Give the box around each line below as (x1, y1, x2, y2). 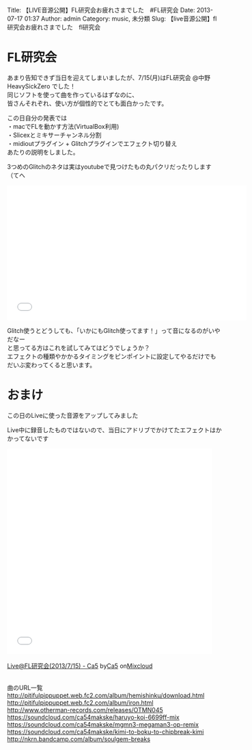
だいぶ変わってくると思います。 (7, 360, 96, 368)
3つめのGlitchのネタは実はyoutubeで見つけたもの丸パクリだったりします (7, 162, 212, 171)
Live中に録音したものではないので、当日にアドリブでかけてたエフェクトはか (7, 425, 222, 434)
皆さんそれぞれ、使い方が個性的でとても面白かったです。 (7, 99, 168, 108)
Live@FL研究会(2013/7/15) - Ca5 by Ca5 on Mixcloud (7, 662, 153, 670)
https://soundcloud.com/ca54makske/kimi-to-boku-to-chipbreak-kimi (7, 727, 204, 736)
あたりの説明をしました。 (7, 148, 79, 156)
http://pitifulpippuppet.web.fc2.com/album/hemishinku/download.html (7, 691, 205, 699)
